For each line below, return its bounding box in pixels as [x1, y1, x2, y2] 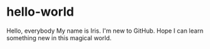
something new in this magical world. [6, 33, 112, 42]
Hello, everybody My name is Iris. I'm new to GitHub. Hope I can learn [6, 27, 204, 35]
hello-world [6, 4, 75, 20]
